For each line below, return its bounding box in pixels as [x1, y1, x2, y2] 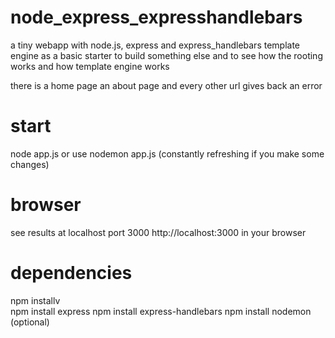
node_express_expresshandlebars [10, 6, 303, 29]
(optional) [10, 316, 50, 328]
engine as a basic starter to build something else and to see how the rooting [10, 49, 323, 61]
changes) [10, 158, 50, 170]
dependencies [10, 262, 133, 284]
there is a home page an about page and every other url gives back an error [10, 79, 323, 91]
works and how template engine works [10, 60, 170, 72]
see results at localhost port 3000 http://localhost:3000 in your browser [10, 226, 307, 238]
